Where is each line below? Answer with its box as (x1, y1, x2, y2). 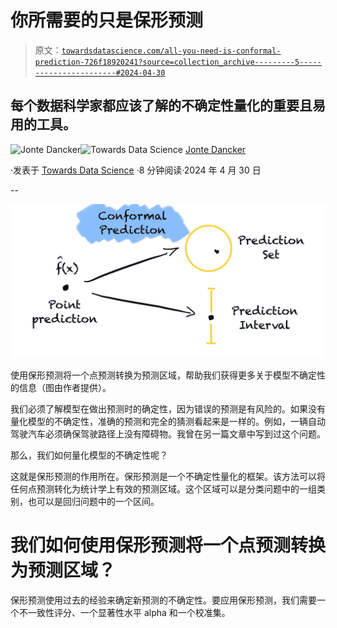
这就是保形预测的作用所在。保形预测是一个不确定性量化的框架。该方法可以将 (10, 470, 326, 482)
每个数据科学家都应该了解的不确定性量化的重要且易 (10, 97, 326, 115)
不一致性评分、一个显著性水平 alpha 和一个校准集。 (18, 606, 231, 618)
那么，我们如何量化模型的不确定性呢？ (10, 449, 168, 461)
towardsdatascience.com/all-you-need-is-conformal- (61, 46, 282, 56)
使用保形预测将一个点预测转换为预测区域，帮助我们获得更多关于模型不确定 (10, 369, 317, 381)
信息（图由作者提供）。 (18, 381, 112, 393)
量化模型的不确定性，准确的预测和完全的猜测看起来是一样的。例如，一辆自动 (10, 415, 326, 427)
